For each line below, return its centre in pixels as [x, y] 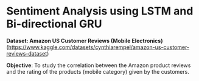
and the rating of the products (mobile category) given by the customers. [98, 71]
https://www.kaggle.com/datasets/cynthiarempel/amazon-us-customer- [99, 47]
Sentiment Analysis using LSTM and [100, 11]
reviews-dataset [27, 53]
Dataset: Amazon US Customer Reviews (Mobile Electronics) [85, 40]
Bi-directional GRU [54, 24]
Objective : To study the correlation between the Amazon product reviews [99, 65]
